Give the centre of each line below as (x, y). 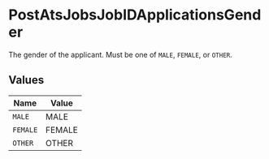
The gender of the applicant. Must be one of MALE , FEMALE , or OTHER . (121, 54)
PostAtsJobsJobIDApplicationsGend (135, 15)
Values (26, 80)
